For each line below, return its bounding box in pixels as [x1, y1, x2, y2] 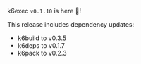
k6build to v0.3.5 [17, 34, 67, 42]
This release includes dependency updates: [7, 20, 135, 28]
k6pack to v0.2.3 [17, 49, 67, 57]
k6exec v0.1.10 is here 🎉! [7, 7, 82, 15]
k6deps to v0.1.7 [17, 41, 66, 49]
